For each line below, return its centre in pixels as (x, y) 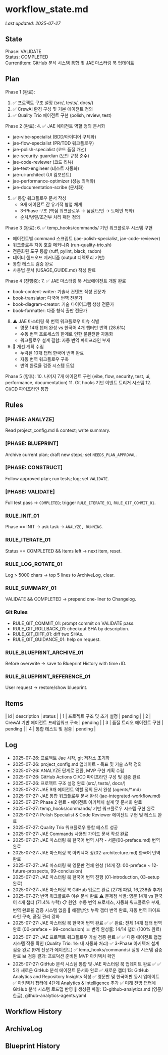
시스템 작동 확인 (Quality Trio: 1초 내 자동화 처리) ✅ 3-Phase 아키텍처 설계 (86, 943)
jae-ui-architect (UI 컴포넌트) (42, 174)
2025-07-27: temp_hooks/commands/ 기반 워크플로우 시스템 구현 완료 (84, 808)
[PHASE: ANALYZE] (30, 419)
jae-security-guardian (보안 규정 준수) (51, 156)
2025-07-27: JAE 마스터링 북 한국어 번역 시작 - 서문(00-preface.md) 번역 (86, 840)
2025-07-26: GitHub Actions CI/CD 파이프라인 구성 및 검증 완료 (76, 776)
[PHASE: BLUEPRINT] (32, 443)
